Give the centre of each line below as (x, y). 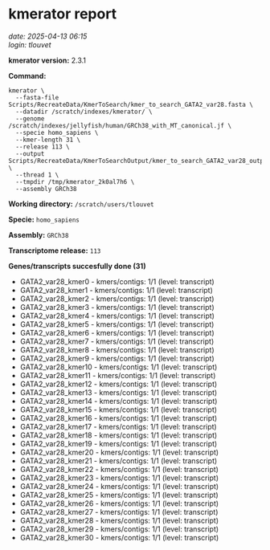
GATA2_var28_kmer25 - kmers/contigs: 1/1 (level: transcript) (119, 495)
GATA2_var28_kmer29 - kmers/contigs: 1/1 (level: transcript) (119, 529)
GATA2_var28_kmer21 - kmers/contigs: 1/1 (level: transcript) (119, 460)
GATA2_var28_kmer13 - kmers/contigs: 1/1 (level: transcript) (119, 392)
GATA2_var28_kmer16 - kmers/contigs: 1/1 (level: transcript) (119, 418)
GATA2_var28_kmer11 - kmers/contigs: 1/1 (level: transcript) (118, 375)
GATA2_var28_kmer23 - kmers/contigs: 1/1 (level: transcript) (119, 478)
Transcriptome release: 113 (55, 251)
